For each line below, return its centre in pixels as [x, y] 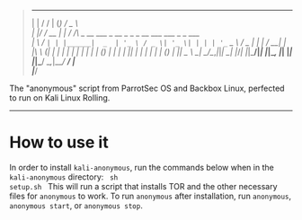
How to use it [59, 142]
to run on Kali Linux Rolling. [60, 98]
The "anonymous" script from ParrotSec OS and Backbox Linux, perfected [147, 88]
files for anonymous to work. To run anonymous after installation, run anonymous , [151, 196]
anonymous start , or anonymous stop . [76, 205]
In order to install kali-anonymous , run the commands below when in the [142, 167]
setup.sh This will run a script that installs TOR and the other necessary [143, 186]
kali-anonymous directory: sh [64, 177]
